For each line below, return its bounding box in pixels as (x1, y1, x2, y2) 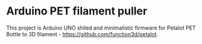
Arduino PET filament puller (6, 4, 148, 18)
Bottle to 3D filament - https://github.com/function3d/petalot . (6, 30, 159, 37)
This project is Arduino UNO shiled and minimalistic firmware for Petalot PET (6, 24, 196, 31)
